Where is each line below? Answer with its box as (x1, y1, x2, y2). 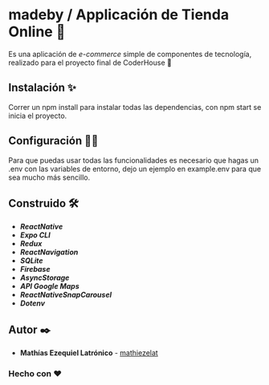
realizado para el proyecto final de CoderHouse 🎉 (8, 58, 173, 67)
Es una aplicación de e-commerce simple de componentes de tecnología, (8, 49, 252, 59)
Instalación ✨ (8, 81, 76, 95)
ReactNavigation (19, 247, 79, 257)
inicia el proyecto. (8, 111, 67, 120)
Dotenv (19, 298, 46, 308)
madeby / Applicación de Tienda (8, 6, 230, 24)
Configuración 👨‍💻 (8, 134, 99, 148)
